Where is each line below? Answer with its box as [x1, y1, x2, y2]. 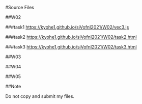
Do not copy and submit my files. [5, 93, 75, 99]
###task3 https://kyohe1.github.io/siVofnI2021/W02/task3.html [5, 44, 137, 50]
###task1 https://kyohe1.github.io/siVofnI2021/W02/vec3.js [5, 24, 129, 30]
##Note [5, 84, 21, 89]
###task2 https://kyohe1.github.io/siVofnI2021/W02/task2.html [5, 34, 137, 40]
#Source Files [5, 5, 35, 10]
